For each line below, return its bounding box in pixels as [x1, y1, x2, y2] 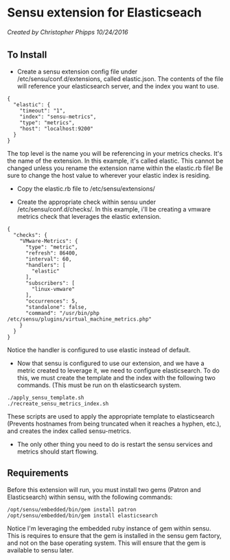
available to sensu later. [7, 546, 74, 554]
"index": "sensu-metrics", [19, 113, 97, 120]
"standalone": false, [25, 303, 88, 310]
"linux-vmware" [32, 285, 76, 292]
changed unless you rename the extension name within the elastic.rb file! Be [7, 163, 223, 172]
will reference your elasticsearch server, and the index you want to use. [16, 82, 220, 90]
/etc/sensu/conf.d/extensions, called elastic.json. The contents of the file [16, 74, 224, 83]
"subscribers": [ [25, 279, 76, 286]
